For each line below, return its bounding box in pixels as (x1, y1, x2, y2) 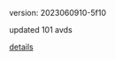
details (9, 41, 34, 52)
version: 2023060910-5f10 (9, 8, 107, 18)
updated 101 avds (9, 25, 73, 34)
